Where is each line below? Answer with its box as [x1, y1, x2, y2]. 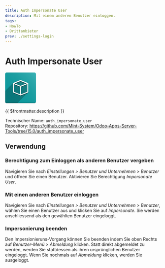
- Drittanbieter [5, 29, 38, 34]
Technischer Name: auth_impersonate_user [5, 117, 93, 123]
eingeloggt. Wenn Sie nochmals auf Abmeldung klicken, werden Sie [5, 252, 143, 258]
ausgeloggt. [5, 257, 30, 263]
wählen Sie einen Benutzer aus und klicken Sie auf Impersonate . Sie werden [5, 207, 160, 213]
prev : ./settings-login [5, 34, 54, 39]
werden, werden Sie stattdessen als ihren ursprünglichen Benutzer [5, 247, 140, 253]
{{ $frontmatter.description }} [5, 108, 65, 114]
